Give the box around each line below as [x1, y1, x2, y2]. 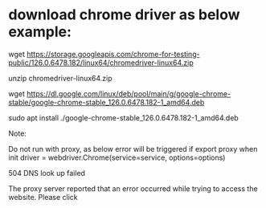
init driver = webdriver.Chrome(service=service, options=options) [8, 153, 226, 162]
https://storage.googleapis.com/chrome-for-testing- [27, 49, 200, 59]
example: [8, 22, 72, 41]
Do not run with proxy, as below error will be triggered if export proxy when [8, 144, 258, 153]
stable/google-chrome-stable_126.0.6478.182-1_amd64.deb [8, 97, 205, 107]
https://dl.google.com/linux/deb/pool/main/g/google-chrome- [27, 88, 231, 98]
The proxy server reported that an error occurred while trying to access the [8, 183, 259, 194]
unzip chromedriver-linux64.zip [8, 73, 113, 83]
